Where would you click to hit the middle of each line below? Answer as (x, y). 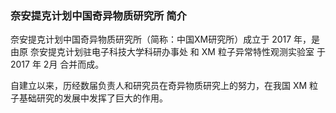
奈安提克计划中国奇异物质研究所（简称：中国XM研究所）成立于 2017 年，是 (165, 39)
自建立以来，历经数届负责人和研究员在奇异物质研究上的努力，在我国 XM (159, 86)
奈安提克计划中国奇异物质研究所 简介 (98, 15)
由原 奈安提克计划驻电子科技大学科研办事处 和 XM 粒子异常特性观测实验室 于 (168, 52)
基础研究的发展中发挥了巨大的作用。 (93, 98)
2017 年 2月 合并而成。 (57, 64)
